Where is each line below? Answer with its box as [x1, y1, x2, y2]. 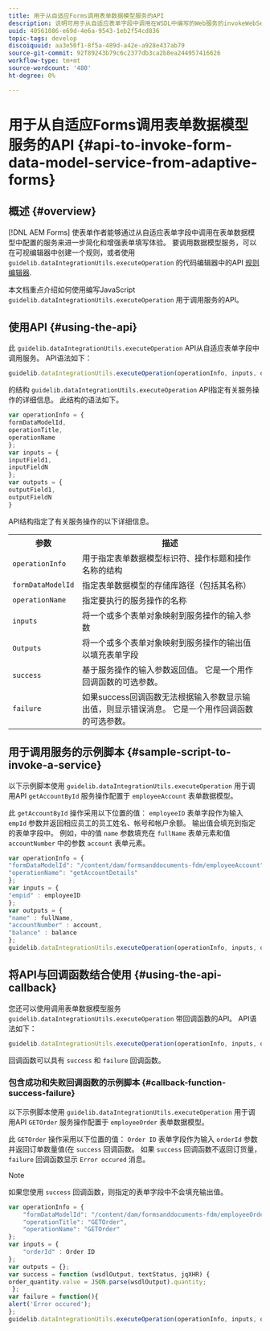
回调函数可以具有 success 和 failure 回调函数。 [8, 1055, 166, 1065]
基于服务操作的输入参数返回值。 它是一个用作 [81, 664, 254, 676]
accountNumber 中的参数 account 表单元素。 [8, 838, 150, 848]
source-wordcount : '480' [8, 64, 92, 72]
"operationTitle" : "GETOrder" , [22, 1218, 128, 1226]
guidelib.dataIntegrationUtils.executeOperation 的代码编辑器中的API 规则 [8, 257, 260, 267]
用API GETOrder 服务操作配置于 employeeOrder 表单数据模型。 [8, 1117, 209, 1127]
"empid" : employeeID [8, 891, 81, 899]
